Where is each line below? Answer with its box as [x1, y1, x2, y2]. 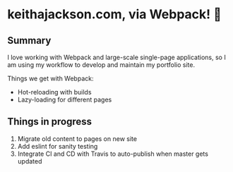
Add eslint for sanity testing [17, 142, 98, 150]
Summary [7, 35, 52, 47]
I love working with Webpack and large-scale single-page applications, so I [7, 53, 226, 61]
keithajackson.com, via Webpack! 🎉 [7, 6, 222, 23]
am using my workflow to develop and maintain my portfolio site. [7, 61, 196, 69]
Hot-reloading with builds [17, 88, 92, 96]
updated [17, 156, 42, 165]
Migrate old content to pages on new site [17, 134, 138, 143]
